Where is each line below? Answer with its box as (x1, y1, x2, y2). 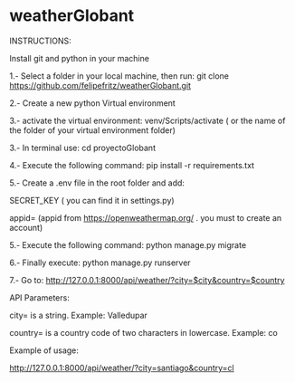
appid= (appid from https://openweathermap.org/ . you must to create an (9, 212, 282, 223)
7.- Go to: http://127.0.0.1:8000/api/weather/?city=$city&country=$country (9, 274, 285, 285)
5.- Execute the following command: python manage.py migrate (9, 239, 247, 250)
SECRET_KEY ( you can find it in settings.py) (9, 195, 175, 205)
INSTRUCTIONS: (9, 35, 71, 46)
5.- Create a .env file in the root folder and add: (9, 177, 186, 188)
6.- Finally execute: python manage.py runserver (9, 257, 192, 268)
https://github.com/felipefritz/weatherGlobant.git (9, 80, 192, 91)
